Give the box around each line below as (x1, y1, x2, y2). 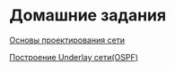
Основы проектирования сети (9, 35, 126, 45)
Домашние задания (9, 5, 167, 26)
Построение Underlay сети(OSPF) (9, 51, 139, 62)
